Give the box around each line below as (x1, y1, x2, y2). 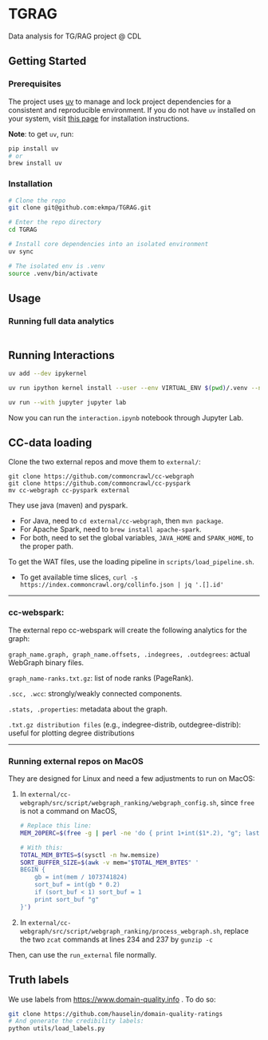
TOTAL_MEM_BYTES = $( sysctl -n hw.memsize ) (19, 851, 160, 859)
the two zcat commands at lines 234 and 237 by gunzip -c (19, 934, 213, 944)
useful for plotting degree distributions (8, 728, 135, 738)
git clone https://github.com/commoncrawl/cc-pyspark (8, 480, 191, 488)
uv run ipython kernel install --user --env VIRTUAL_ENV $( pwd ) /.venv (8, 384, 248, 392)
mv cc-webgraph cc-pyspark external (8, 487, 130, 495)
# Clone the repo (8, 197, 66, 205)
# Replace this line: (19, 822, 92, 830)
